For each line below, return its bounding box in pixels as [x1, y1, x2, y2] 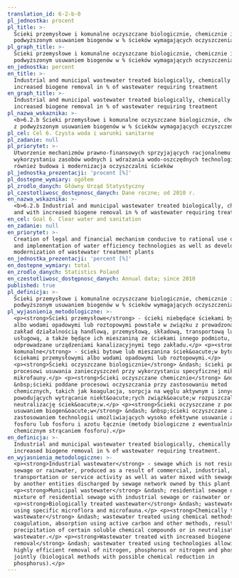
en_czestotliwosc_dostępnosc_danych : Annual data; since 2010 [7, 275, 196, 282]
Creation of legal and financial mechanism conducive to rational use [14, 236, 228, 243]
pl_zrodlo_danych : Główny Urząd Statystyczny [7, 182, 144, 189]
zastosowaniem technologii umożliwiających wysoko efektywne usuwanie [14, 414, 228, 421]
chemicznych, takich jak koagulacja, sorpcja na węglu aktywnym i [14, 387, 215, 395]
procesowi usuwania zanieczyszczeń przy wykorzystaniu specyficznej [14, 368, 221, 375]
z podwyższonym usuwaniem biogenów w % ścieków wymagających [14, 122, 199, 130]
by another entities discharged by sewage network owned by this [14, 480, 212, 488]
